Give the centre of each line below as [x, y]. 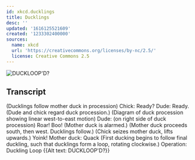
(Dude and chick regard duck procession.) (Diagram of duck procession [95, 113]
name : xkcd [25, 45]
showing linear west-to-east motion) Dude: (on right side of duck [86, 119]
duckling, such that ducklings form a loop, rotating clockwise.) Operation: [97, 144]
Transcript [26, 92]
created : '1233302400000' [38, 34]
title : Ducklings [28, 17]
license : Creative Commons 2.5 [51, 56]
